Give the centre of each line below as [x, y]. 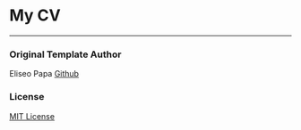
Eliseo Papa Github [44, 74]
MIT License [32, 116]
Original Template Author [65, 54]
